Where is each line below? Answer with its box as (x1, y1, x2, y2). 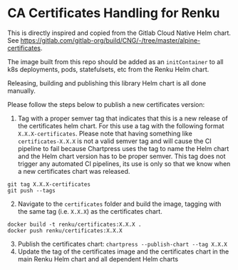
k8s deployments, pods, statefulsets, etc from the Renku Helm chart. (7, 65, 209, 73)
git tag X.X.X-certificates (7, 180, 91, 188)
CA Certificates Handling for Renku (7, 5, 220, 21)
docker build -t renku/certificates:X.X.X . (7, 221, 142, 228)
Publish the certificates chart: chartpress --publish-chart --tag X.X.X (17, 239, 228, 248)
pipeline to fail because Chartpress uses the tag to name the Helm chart (17, 144, 229, 152)
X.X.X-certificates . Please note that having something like (17, 129, 192, 137)
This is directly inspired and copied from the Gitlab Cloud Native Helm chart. (7, 28, 232, 37)
